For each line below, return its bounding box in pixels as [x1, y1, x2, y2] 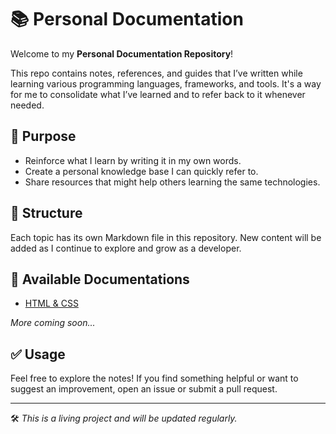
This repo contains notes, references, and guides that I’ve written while [10, 67, 303, 79]
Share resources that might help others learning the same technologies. [24, 176, 321, 188]
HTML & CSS [24, 297, 79, 310]
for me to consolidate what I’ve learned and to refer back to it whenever [10, 88, 306, 100]
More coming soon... [10, 317, 96, 329]
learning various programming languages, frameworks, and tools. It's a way [10, 77, 322, 90]
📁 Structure [10, 205, 83, 222]
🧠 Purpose [10, 128, 77, 145]
